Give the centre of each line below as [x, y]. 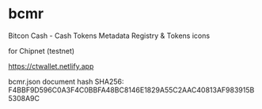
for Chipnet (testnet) [42, 51]
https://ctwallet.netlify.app [51, 66]
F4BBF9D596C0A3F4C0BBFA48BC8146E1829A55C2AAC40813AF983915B [131, 90]
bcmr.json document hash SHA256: [66, 81]
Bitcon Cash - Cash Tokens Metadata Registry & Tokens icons [109, 36]
